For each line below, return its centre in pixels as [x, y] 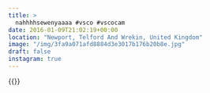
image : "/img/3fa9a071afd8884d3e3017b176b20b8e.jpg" [97, 45]
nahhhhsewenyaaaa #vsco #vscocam [70, 23]
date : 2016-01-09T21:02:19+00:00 [63, 30]
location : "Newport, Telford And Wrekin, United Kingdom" [105, 37]
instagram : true [35, 59]
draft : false [30, 52]
